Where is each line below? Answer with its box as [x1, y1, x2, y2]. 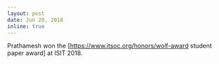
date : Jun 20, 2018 [7, 17, 64, 23]
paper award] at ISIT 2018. [7, 49, 83, 57]
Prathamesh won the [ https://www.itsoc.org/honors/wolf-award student [7, 42, 213, 50]
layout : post [7, 10, 45, 17]
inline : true [7, 23, 45, 30]
